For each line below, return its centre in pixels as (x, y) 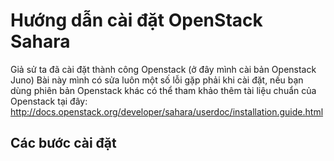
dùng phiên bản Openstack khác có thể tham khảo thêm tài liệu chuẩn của (163, 90)
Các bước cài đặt (63, 143)
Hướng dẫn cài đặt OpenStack (136, 20)
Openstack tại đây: (49, 101)
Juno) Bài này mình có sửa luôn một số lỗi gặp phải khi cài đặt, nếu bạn (157, 80)
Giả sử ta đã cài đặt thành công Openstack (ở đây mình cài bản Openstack (163, 69)
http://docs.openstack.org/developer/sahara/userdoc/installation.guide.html (167, 111)
